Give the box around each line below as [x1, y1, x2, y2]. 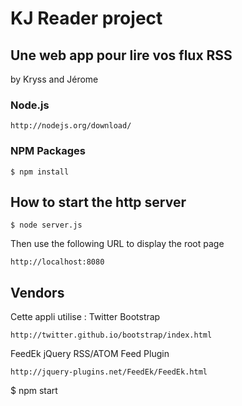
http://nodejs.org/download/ [10, 121, 132, 131]
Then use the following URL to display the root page [10, 238, 225, 250]
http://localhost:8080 [10, 257, 105, 267]
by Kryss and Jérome [10, 73, 99, 85]
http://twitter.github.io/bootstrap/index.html [10, 330, 213, 341]
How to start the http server [10, 193, 187, 211]
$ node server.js [10, 220, 83, 231]
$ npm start [10, 385, 58, 397]
